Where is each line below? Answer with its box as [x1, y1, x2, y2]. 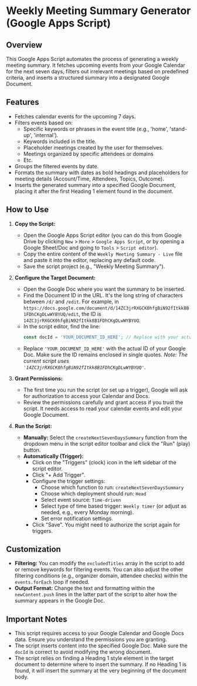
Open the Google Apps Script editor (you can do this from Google [23, 232, 182, 239]
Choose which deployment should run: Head [40, 490, 147, 497]
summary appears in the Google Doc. [14, 597, 106, 605]
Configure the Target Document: [14, 274, 96, 281]
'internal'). [33, 131, 59, 138]
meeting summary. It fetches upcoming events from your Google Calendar [6, 62, 186, 69]
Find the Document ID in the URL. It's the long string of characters [23, 291, 183, 298]
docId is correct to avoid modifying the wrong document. [14, 648, 152, 656]
